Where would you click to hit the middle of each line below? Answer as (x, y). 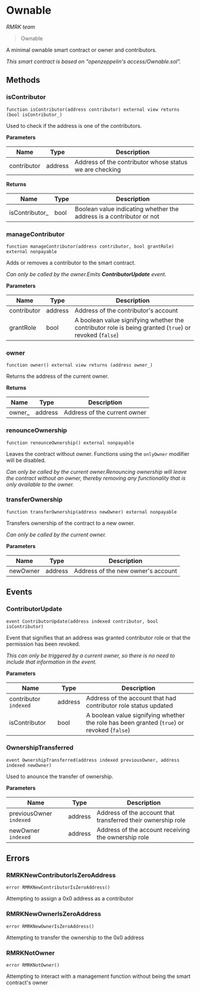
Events (19, 592)
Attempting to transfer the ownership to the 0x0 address (75, 937)
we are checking (98, 169)
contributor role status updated (129, 705)
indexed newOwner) (29, 765)
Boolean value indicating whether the (127, 209)
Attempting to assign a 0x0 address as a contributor (70, 899)
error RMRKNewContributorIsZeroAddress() (58, 887)
